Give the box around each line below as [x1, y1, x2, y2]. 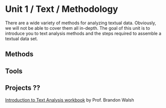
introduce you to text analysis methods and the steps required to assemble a [5, 30, 162, 36]
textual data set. [5, 36, 38, 42]
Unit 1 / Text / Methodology [5, 3, 118, 15]
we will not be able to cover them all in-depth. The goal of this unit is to [5, 25, 150, 31]
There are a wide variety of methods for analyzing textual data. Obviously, [5, 20, 157, 26]
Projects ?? [5, 84, 41, 92]
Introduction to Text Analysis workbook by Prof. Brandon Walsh [5, 97, 135, 103]
